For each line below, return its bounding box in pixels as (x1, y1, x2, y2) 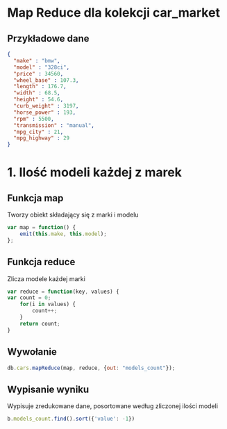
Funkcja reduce (7, 256, 76, 268)
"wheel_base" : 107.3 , (13, 76, 79, 84)
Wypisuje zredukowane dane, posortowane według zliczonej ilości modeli (7, 402, 219, 410)
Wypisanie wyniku (7, 383, 90, 395)
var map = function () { (7, 224, 76, 231)
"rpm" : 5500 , (13, 115, 54, 122)
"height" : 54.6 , (13, 96, 64, 103)
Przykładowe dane (7, 33, 90, 44)
